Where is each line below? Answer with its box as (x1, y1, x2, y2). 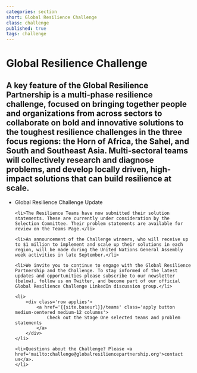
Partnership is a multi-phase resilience (6, 90, 153, 100)
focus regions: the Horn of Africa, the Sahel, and (6, 136, 189, 146)
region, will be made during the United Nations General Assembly (14, 247, 183, 253)
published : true (6, 25, 46, 32)
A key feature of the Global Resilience (6, 80, 149, 90)
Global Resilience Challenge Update (14, 199, 103, 206)
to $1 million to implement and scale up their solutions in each (14, 242, 183, 248)
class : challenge (6, 20, 49, 26)
